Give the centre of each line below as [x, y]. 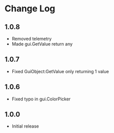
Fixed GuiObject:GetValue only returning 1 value [60, 71]
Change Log [30, 9]
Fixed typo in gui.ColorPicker [41, 99]
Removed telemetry [32, 39]
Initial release [25, 126]
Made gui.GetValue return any [42, 44]
